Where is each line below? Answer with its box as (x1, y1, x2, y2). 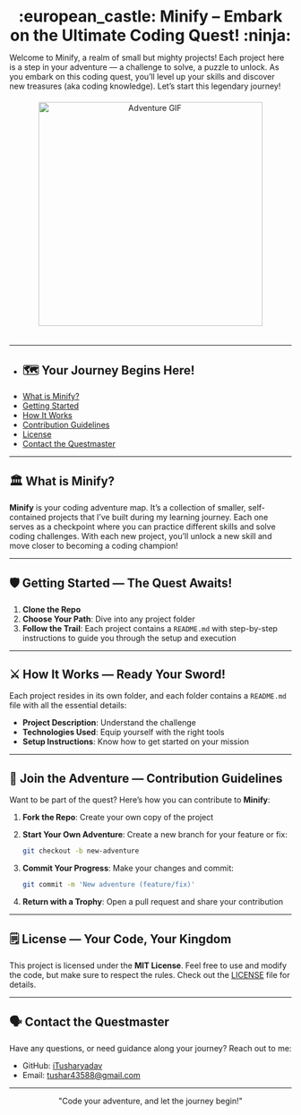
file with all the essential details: (9, 700, 127, 711)
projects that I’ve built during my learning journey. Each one (47, 511, 269, 522)
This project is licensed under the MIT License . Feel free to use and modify (9, 960, 288, 971)
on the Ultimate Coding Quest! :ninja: (10, 25, 291, 46)
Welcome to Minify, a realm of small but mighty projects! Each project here (9, 52, 285, 64)
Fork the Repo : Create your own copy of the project (21, 812, 214, 823)
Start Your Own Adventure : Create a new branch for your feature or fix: (21, 829, 288, 840)
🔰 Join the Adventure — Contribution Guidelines (9, 770, 283, 785)
